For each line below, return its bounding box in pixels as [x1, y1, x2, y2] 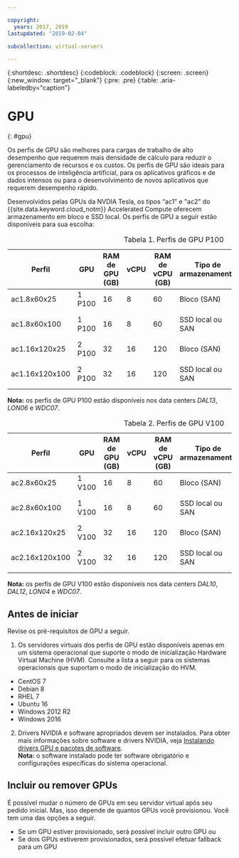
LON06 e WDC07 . [7, 403, 60, 413]
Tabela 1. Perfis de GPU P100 [123, 235, 224, 245]
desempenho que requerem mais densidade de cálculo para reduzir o [7, 154, 212, 162]
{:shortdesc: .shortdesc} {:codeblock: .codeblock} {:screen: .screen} [7, 68, 209, 77]
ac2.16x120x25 [11, 528, 66, 538]
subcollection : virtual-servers [7, 43, 103, 50]
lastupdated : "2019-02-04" [7, 30, 87, 37]
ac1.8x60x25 [11, 295, 57, 304]
